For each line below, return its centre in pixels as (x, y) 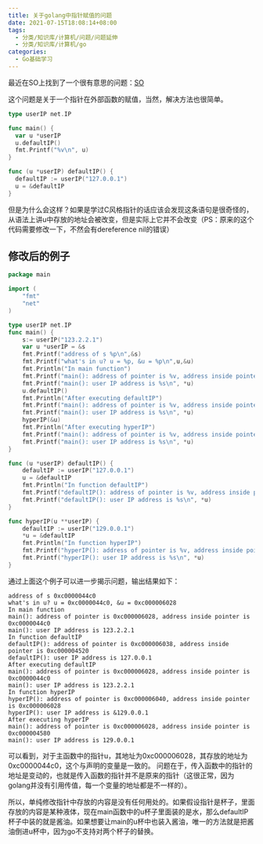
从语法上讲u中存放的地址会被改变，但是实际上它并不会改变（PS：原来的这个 (131, 219)
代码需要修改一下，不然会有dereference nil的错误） (91, 229)
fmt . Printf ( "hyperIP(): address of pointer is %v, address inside (133, 550)
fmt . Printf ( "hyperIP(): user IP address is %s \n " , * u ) (113, 558)
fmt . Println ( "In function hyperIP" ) (82, 543)
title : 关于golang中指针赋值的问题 (60, 15)
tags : (17, 30)
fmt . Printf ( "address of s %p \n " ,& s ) (82, 354)
